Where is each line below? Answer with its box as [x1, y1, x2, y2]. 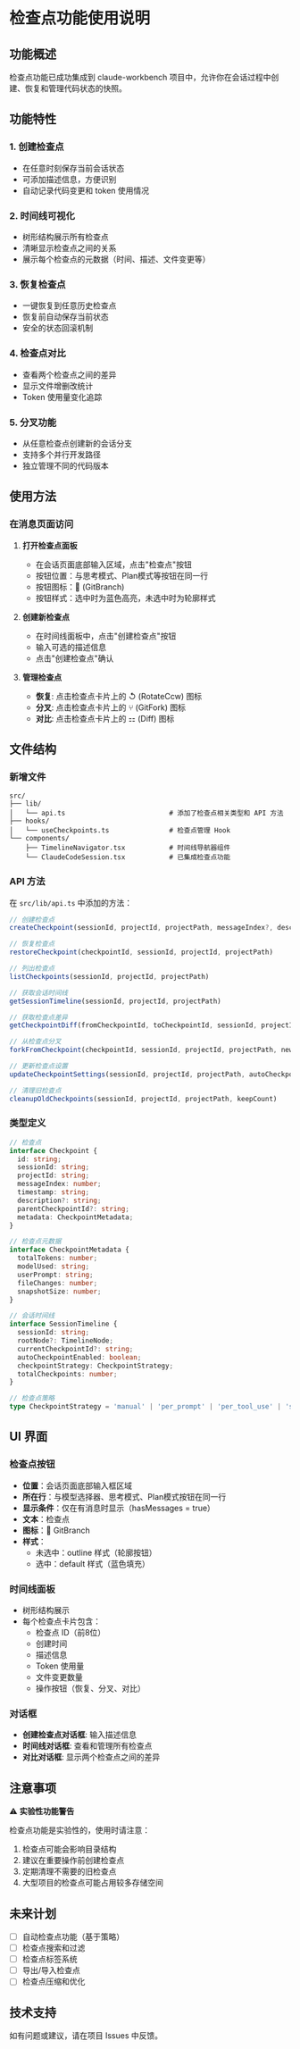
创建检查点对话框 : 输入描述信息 [21, 1729, 137, 1740]
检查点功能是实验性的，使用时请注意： [9, 1825, 150, 1836]
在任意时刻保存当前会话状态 [21, 163, 125, 173]
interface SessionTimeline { [9, 1319, 118, 1329]
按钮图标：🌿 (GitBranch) [35, 581, 125, 592]
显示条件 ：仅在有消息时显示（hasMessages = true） [21, 1502, 216, 1513]
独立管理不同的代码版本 [21, 460, 109, 471]
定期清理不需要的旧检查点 [21, 1866, 117, 1877]
